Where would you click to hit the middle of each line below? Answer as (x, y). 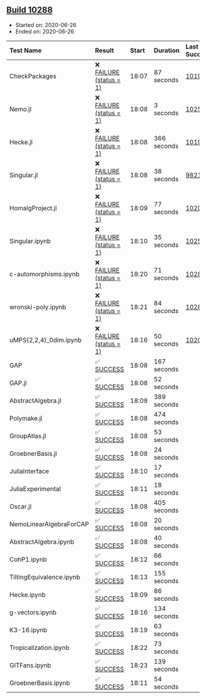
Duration (166, 50)
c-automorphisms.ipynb (44, 274)
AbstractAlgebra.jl (35, 400)
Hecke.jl (21, 142)
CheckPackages (33, 76)
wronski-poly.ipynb (38, 307)
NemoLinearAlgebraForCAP (49, 524)
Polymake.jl (26, 418)
